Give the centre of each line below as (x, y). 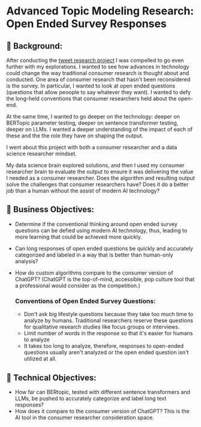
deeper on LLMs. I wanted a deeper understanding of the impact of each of (100, 129)
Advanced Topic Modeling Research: (100, 11)
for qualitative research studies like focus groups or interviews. (102, 327)
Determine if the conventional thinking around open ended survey (96, 224)
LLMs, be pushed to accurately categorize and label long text (91, 398)
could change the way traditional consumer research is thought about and (97, 73)
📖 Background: (34, 46)
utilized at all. (40, 359)
